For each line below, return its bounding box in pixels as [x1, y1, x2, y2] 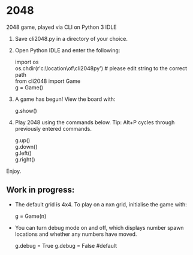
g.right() [14, 155, 35, 163]
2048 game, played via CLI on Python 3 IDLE [6, 23, 117, 31]
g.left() [14, 149, 32, 157]
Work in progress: [6, 185, 75, 195]
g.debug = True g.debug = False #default [14, 242, 117, 249]
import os [14, 58, 39, 65]
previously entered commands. [14, 125, 92, 132]
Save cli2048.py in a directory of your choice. [14, 35, 128, 42]
